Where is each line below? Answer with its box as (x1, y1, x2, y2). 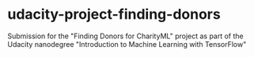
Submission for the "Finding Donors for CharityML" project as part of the (7, 31, 245, 41)
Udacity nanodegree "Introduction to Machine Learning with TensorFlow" (7, 39, 247, 48)
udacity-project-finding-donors (7, 5, 221, 23)
